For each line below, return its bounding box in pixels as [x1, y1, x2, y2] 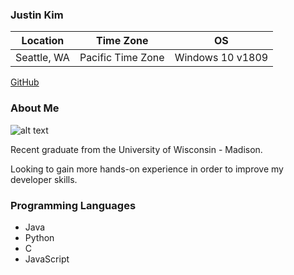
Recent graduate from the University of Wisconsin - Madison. [10, 143, 263, 155]
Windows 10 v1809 [174, 51, 269, 65]
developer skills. [10, 173, 78, 185]
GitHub [10, 76, 40, 88]
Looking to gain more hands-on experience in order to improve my [10, 163, 284, 175]
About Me [10, 101, 60, 115]
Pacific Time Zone [79, 51, 165, 65]
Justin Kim [10, 8, 64, 22]
